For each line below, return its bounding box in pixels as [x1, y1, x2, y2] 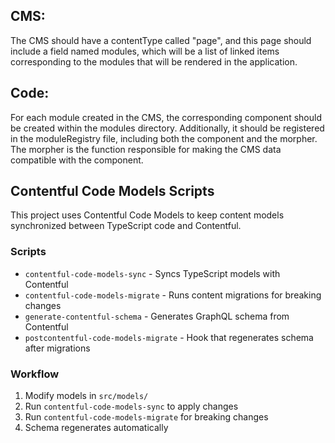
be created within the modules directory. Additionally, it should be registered [10, 122, 325, 134]
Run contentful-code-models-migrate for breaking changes [24, 411, 269, 423]
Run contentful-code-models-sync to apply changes [24, 400, 239, 413]
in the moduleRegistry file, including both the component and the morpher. [10, 132, 318, 144]
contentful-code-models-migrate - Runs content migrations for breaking [24, 289, 322, 301]
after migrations [24, 342, 91, 354]
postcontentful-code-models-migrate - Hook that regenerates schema [24, 331, 314, 343]
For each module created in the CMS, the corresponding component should [10, 111, 322, 123]
